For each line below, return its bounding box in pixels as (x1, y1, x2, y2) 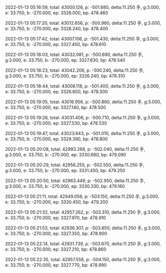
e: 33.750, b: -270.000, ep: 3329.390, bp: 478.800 (5, 136, 108, 142)
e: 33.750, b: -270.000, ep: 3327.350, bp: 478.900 (5, 230, 108, 236)
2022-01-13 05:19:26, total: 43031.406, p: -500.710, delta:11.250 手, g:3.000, (5, 115, 161, 120)
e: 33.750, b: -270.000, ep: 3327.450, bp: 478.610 (5, 42, 107, 47)
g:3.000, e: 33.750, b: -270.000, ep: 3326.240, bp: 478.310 (5, 73, 125, 79)
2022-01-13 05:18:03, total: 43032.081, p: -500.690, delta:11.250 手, (5, 51, 144, 57)
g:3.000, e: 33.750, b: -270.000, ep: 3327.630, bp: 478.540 (5, 57, 125, 63)
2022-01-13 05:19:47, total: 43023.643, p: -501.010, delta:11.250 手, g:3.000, (5, 131, 160, 136)
